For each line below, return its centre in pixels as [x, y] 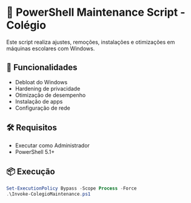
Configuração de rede [43, 108]
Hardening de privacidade [48, 88]
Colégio [26, 25]
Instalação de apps [39, 101]
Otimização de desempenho [50, 95]
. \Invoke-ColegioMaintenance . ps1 [49, 194]
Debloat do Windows [41, 82]
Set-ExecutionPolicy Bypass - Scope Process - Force [72, 188]
